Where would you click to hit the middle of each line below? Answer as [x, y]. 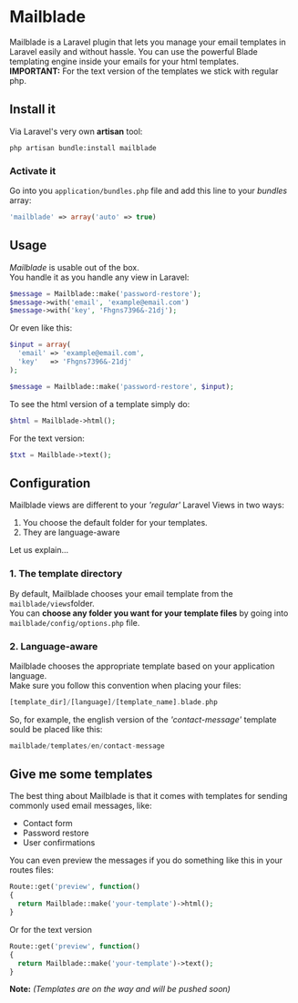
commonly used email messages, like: [81, 806]
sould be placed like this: [56, 729]
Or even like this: [41, 328]
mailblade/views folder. [52, 603]
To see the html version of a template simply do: [100, 404]
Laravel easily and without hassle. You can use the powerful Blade [134, 51]
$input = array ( [40, 345]
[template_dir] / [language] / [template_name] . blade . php [114, 702]
